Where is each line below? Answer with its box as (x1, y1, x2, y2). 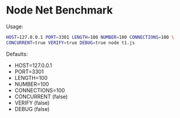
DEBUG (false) (14, 105, 50, 112)
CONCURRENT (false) (14, 93, 68, 100)
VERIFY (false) (14, 99, 50, 106)
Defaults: (6, 50, 28, 58)
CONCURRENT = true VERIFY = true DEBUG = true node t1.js (6, 39, 135, 46)
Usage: (6, 23, 23, 30)
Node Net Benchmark (6, 4, 113, 17)
